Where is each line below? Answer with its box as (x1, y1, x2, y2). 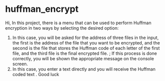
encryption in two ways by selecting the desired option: (5, 25, 119, 31)
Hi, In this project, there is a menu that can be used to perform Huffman (5, 20, 152, 26)
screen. (12, 61, 28, 67)
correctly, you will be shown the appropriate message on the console (12, 55, 154, 61)
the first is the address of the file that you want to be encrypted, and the (12, 40, 160, 45)
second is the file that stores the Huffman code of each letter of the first (12, 45, 160, 51)
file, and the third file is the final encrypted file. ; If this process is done (12, 50, 158, 56)
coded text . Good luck (12, 71, 60, 77)
